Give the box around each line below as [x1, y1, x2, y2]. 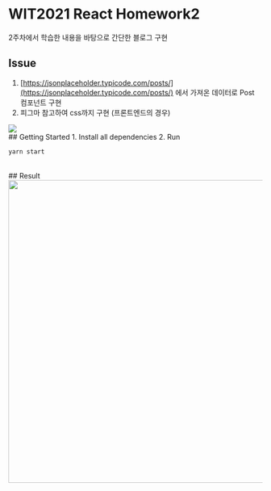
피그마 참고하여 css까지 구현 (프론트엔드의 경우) [19, 107, 171, 117]
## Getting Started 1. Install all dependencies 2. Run [8, 132, 181, 141]
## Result [8, 170, 40, 180]
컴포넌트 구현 [19, 98, 62, 107]
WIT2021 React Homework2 [8, 5, 200, 23]
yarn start [8, 147, 45, 156]
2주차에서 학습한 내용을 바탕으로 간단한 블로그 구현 [8, 32, 168, 42]
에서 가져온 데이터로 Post [174, 87, 255, 97]
